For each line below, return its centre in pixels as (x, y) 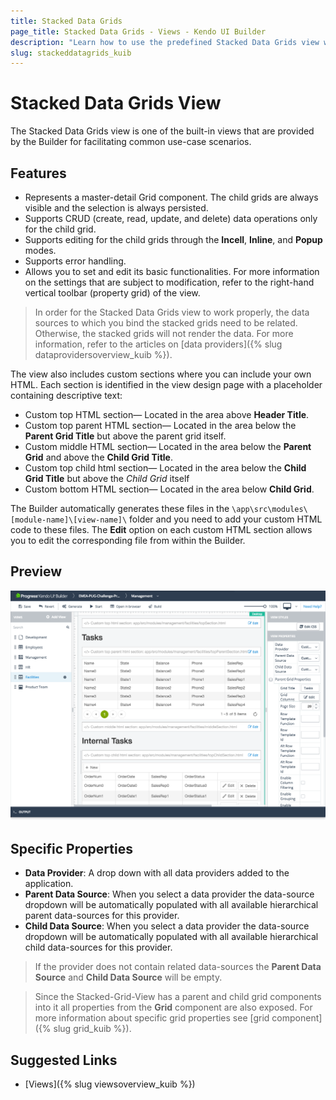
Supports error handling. (75, 261)
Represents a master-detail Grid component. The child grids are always (171, 197)
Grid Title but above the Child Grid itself (107, 478)
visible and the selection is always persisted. (116, 208)
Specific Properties (71, 848)
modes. (40, 250)
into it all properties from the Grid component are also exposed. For (173, 1007)
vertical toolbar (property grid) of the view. (112, 293)
